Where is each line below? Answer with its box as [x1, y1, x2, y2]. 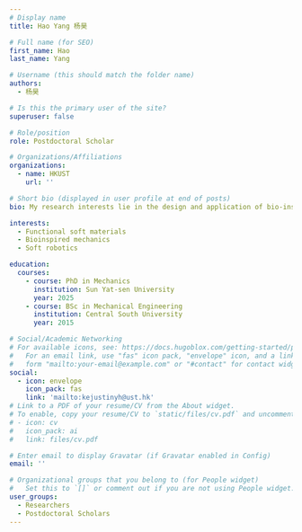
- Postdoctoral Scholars [17, 509, 111, 518]
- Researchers [17, 501, 70, 510]
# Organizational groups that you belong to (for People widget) [9, 475, 259, 485]
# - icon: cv [9, 418, 58, 427]
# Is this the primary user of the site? [9, 103, 167, 112]
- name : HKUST [17, 170, 70, 179]
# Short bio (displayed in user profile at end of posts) [9, 194, 231, 203]
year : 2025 [32, 293, 75, 302]
